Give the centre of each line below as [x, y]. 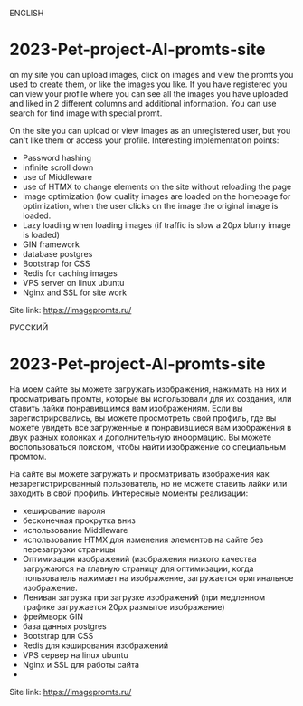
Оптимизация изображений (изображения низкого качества [139, 558]
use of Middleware [57, 176]
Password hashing [57, 157]
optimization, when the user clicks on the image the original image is [150, 205]
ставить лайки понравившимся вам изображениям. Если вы [126, 408]
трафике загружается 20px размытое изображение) [123, 606]
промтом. [28, 456]
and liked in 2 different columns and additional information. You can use [143, 103]
